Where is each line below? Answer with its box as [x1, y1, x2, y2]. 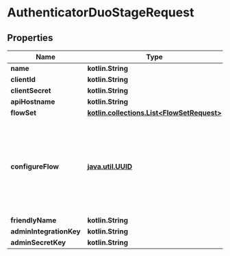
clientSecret [10, 86, 51, 95]
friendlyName [10, 216, 57, 225]
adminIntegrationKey [10, 227, 81, 236]
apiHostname [10, 97, 55, 106]
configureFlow [10, 162, 60, 171]
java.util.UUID [87, 162, 133, 171]
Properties [7, 32, 53, 44]
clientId [10, 75, 36, 84]
